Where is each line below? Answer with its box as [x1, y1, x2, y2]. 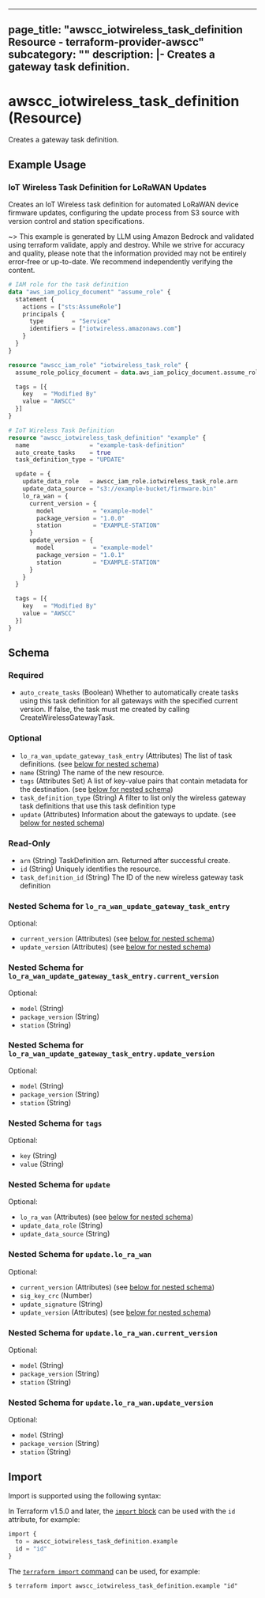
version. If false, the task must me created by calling [19, 705, 190, 714]
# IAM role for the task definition [8, 281, 129, 289]
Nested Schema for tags [8, 1117, 103, 1128]
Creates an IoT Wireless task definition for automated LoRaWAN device [8, 199, 239, 210]
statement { [15, 295, 55, 303]
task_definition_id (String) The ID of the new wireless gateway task [19, 872, 244, 882]
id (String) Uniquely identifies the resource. [19, 864, 162, 873]
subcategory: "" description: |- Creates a [8, 48, 215, 62]
